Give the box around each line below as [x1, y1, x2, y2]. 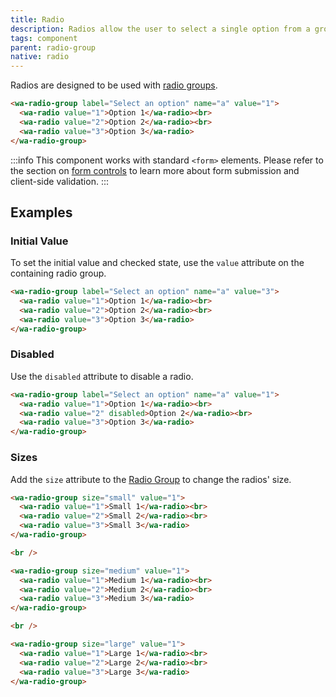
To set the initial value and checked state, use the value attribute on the [10, 257, 305, 269]
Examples [10, 204, 73, 221]
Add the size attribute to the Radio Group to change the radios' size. [10, 473, 292, 485]
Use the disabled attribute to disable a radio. [10, 370, 194, 382]
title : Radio [10, 14, 65, 25]
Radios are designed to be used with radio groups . [10, 79, 218, 91]
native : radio [10, 52, 70, 62]
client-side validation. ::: [10, 175, 109, 187]
